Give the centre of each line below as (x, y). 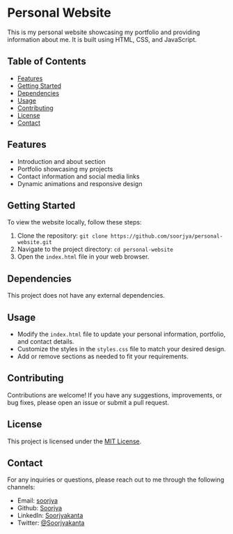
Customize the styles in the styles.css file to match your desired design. (121, 349)
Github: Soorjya (40, 508)
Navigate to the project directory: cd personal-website (95, 250)
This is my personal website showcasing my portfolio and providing (104, 32)
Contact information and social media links (79, 176)
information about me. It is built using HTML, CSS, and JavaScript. (102, 39)
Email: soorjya (37, 501)
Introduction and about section (61, 161)
